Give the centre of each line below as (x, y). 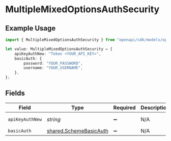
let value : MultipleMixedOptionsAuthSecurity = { (59, 49)
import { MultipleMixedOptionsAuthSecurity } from (60, 40)
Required (124, 107)
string (54, 119)
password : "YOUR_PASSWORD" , (53, 63)
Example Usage (31, 28)
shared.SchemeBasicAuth (77, 131)
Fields (15, 93)
